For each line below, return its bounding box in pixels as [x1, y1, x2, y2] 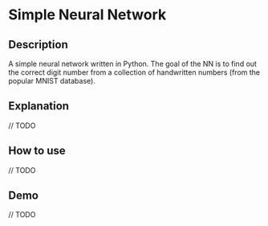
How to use [8, 144, 66, 158]
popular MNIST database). [8, 76, 96, 85]
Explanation [8, 99, 70, 113]
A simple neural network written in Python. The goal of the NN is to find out [8, 59, 257, 68]
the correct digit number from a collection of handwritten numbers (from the [8, 68, 261, 77]
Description [8, 38, 68, 51]
